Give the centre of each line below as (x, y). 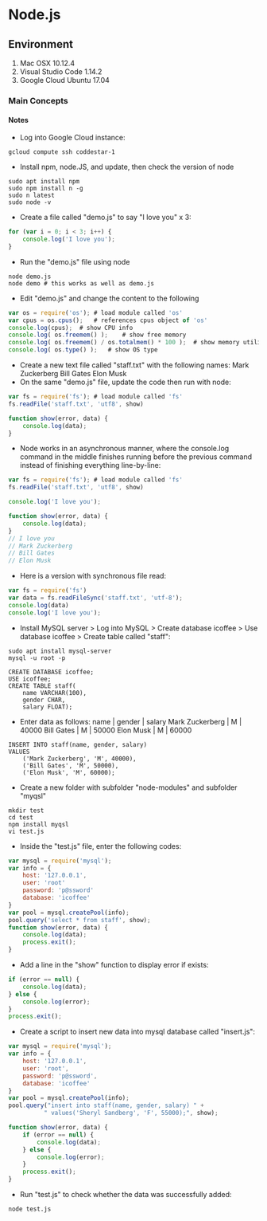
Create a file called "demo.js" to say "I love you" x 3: (106, 218)
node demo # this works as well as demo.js (81, 283)
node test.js (30, 1209)
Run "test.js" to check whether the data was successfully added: (126, 1194)
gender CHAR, (44, 700)
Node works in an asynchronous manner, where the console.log (124, 449)
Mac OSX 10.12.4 (47, 63)
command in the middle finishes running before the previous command (136, 457)
